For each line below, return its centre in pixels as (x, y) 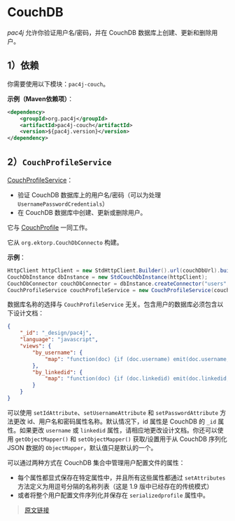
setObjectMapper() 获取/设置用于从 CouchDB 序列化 (152, 439)
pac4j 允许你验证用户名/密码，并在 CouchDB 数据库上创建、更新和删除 (109, 32)
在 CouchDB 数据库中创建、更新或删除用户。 (82, 212)
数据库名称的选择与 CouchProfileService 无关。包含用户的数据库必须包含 (112, 304)
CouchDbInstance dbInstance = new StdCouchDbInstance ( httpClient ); (108, 277)
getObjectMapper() (42, 440)
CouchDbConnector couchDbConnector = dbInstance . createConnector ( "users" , (119, 284)
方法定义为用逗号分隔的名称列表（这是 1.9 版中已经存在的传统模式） (115, 486)
